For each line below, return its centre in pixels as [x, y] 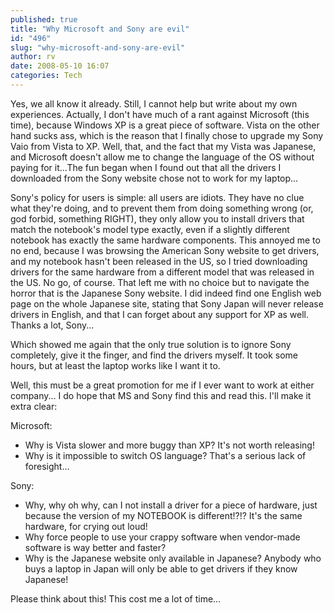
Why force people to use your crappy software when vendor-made [162, 537]
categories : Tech [46, 76]
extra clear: [34, 406]
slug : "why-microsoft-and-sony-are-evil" [98, 47]
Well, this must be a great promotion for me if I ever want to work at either [162, 385]
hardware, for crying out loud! [86, 526]
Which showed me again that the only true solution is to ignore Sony [151, 344]
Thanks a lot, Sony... [52, 325]
